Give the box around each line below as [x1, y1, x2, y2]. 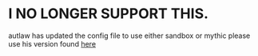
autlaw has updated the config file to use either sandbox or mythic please [8, 31, 251, 40]
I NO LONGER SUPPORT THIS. [8, 5, 209, 23]
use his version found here [8, 39, 97, 48]
